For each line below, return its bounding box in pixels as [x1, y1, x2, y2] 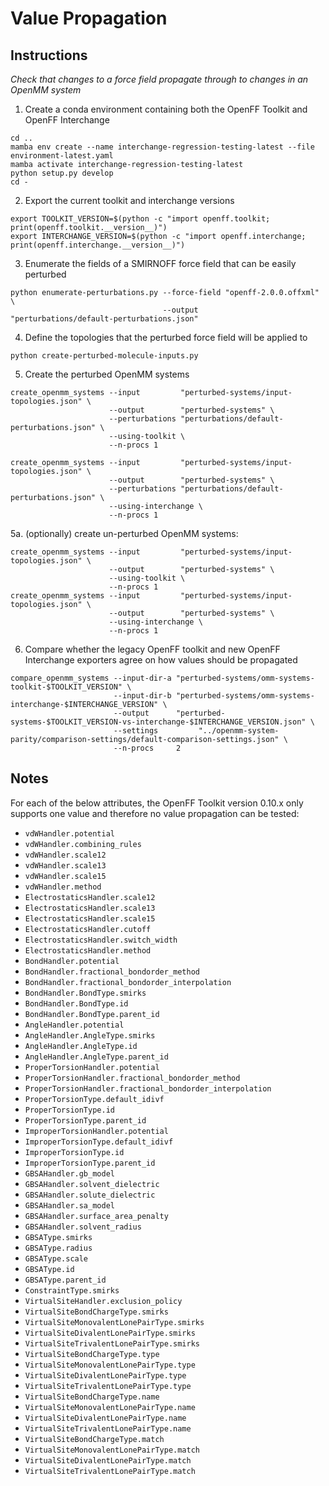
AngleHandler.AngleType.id [24, 1041, 138, 1051]
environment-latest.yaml [10, 151, 114, 161]
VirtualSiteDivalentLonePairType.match [24, 1455, 192, 1466]
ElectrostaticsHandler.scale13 [24, 903, 156, 913]
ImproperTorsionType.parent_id [24, 1158, 156, 1168]
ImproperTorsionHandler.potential [24, 1126, 169, 1136]
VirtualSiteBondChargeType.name [24, 1392, 160, 1402]
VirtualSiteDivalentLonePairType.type [24, 1370, 187, 1381]
